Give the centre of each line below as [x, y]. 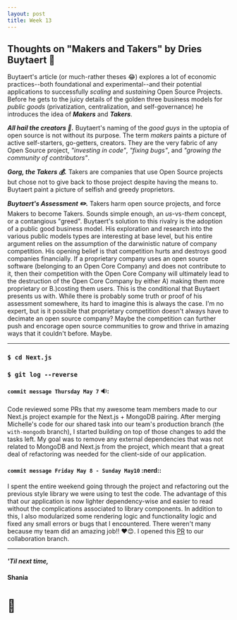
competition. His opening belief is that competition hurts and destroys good [117, 252]
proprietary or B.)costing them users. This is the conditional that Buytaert [114, 289]
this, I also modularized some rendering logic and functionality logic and [112, 516]
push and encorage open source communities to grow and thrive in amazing [118, 326]
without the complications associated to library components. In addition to [115, 509]
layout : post [26, 14]
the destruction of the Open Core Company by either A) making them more [116, 281]
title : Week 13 [30, 20]
